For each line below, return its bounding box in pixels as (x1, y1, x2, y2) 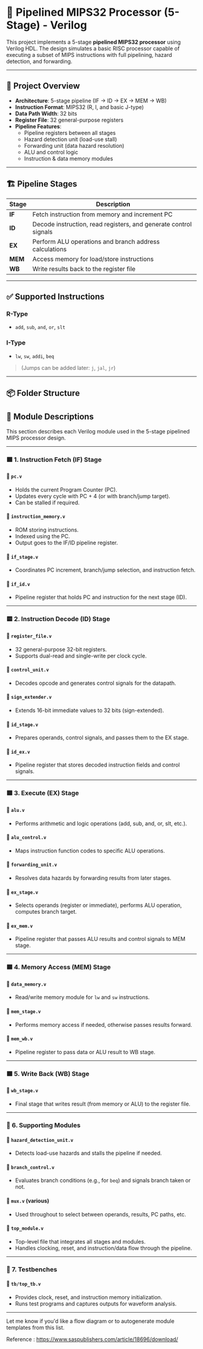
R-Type (6, 309, 28, 318)
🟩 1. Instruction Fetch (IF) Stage (6, 455, 102, 464)
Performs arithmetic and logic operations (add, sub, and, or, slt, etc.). (14, 820, 187, 827)
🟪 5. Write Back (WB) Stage (6, 1069, 89, 1078)
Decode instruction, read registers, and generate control (32, 220, 192, 228)
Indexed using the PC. (14, 533, 71, 540)
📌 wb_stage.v (6, 1087, 39, 1094)
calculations (32, 245, 67, 253)
